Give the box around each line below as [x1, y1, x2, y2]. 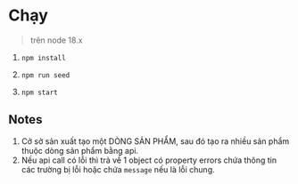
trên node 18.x [29, 35, 83, 45]
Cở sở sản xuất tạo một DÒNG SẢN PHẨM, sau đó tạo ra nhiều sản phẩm [21, 135, 290, 147]
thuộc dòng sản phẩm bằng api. [21, 145, 139, 156]
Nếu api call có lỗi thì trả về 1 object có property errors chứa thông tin [21, 155, 277, 165]
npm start [21, 88, 59, 97]
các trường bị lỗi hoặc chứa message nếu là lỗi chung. [21, 164, 215, 174]
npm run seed [21, 70, 70, 80]
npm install [21, 53, 66, 62]
